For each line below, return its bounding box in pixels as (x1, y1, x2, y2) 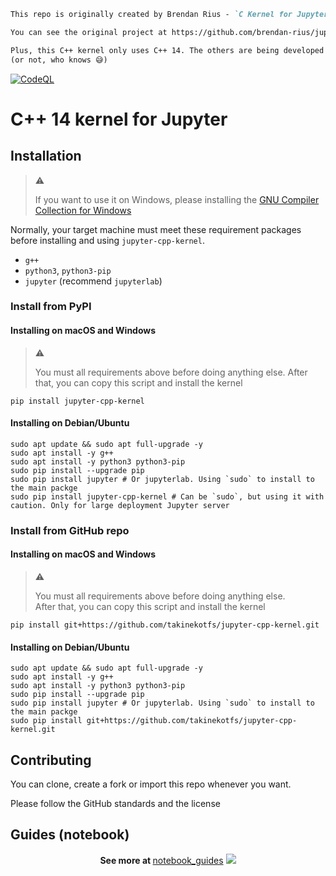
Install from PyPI (10, 300, 92, 314)
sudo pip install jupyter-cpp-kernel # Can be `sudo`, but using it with (10, 491, 325, 502)
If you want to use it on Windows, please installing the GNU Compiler (34, 193, 320, 205)
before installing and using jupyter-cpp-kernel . (10, 234, 205, 246)
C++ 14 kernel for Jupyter (10, 108, 228, 130)
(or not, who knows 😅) (10, 55, 108, 65)
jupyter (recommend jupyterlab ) (24, 275, 163, 287)
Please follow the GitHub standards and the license (10, 797, 221, 809)
